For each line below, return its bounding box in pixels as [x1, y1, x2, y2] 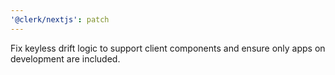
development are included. [10, 52, 121, 65]
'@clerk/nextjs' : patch [10, 14, 110, 25]
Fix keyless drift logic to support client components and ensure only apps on [10, 42, 326, 54]
